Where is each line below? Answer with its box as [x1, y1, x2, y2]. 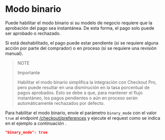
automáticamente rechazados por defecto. [17, 100, 105, 106]
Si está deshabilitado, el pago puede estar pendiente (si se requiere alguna [5, 40, 159, 46]
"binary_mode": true [5, 130, 48, 135]
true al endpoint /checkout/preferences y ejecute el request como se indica [5, 115, 161, 121]
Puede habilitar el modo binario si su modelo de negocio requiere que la [5, 20, 153, 26]
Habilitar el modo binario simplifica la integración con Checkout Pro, [17, 79, 157, 85]
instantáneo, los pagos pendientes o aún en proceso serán [17, 95, 138, 101]
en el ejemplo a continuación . [5, 120, 67, 126]
